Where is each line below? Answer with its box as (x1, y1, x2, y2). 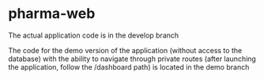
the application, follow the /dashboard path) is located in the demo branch (8, 62, 250, 71)
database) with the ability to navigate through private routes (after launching (8, 54, 257, 63)
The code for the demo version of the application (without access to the (8, 45, 243, 55)
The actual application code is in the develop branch (8, 31, 179, 40)
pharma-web (8, 5, 96, 23)
